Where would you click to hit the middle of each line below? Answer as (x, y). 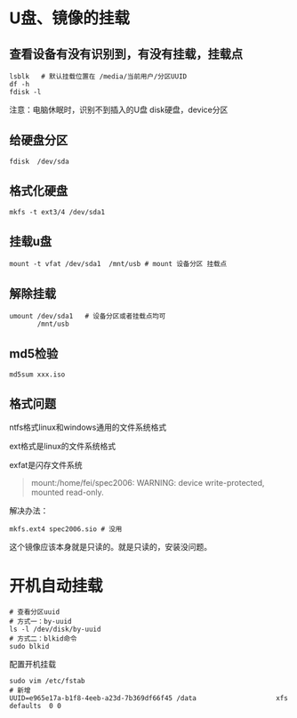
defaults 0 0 (36, 706)
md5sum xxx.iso (37, 375)
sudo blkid (29, 646)
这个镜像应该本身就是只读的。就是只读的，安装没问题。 (110, 546)
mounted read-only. (67, 492)
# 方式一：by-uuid (40, 621)
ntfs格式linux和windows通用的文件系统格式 (88, 427)
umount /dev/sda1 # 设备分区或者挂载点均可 (88, 317)
